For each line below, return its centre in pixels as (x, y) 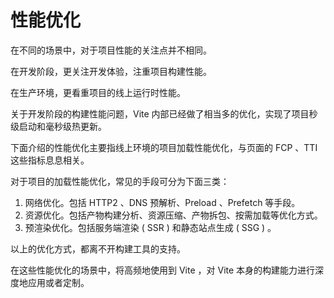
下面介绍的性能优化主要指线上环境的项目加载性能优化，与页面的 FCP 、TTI (164, 147)
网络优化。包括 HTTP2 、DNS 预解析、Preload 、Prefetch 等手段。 (162, 202)
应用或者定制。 (58, 282)
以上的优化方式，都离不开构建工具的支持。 (98, 248)
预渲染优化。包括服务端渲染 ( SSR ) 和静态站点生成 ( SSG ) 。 (150, 227)
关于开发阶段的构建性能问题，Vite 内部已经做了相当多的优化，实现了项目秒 (164, 113)
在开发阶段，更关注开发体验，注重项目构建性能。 (111, 71)
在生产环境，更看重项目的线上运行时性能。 (98, 92)
